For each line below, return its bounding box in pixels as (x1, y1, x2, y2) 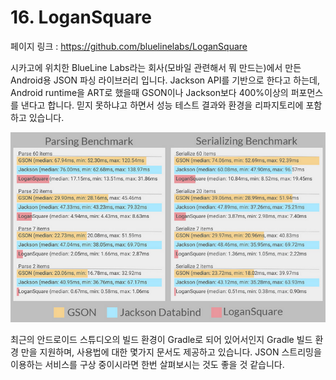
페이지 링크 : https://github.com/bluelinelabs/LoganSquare (10, 40, 248, 52)
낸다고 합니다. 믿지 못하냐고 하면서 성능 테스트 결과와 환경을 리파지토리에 (20, 99, 304, 111)
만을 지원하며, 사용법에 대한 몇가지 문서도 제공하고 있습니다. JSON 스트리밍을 (20, 346, 322, 358)
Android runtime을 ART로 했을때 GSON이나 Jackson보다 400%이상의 (10, 86, 289, 98)
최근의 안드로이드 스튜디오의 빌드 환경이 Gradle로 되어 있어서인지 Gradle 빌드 (10, 333, 313, 345)
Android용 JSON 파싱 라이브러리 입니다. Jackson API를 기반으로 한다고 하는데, (10, 74, 320, 86)
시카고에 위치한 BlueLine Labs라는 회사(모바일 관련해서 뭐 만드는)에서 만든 (10, 61, 302, 73)
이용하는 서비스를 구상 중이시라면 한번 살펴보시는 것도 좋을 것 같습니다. (10, 358, 285, 370)
